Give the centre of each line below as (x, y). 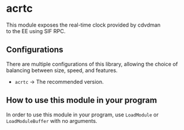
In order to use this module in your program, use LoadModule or (83, 115)
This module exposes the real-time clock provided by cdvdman (83, 25)
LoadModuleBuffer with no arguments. (52, 121)
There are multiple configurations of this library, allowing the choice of (92, 64)
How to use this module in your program (82, 100)
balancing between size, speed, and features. (62, 70)
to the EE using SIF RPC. (36, 31)
